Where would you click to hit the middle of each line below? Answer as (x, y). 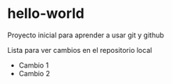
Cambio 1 (34, 65)
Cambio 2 (34, 73)
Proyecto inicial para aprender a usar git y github (86, 35)
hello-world (46, 14)
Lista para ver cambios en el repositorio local (80, 50)
